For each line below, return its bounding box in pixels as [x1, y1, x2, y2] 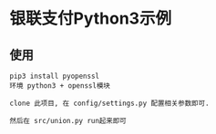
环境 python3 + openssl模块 [9, 81, 111, 91]
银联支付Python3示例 [9, 8, 171, 29]
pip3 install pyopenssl [9, 72, 100, 81]
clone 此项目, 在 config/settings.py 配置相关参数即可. [9, 99, 210, 108]
